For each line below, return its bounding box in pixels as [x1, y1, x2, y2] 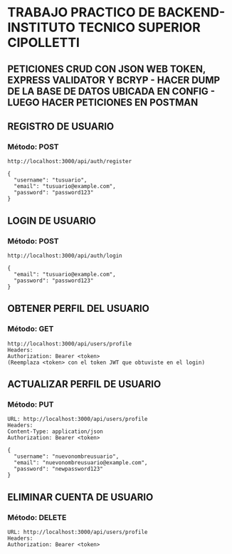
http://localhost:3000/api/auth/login [7, 252, 122, 259]
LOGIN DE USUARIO [7, 214, 96, 226]
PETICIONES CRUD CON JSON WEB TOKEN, [7, 63, 206, 75]
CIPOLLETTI [7, 35, 80, 51]
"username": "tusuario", [14, 177, 88, 184]
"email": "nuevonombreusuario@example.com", [14, 459, 148, 466]
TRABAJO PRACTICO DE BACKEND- [7, 4, 226, 21]
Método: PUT [7, 399, 55, 409]
